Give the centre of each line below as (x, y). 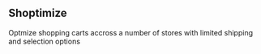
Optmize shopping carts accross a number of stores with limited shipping (131, 32)
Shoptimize (38, 13)
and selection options (45, 41)
